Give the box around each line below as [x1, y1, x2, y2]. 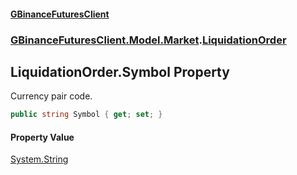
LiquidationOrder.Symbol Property [10, 63, 230, 80]
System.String [10, 153, 69, 165]
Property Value [10, 131, 75, 143]
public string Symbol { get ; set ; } [10, 110, 163, 120]
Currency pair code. [10, 90, 93, 102]
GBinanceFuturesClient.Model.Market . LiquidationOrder [10, 33, 287, 47]
